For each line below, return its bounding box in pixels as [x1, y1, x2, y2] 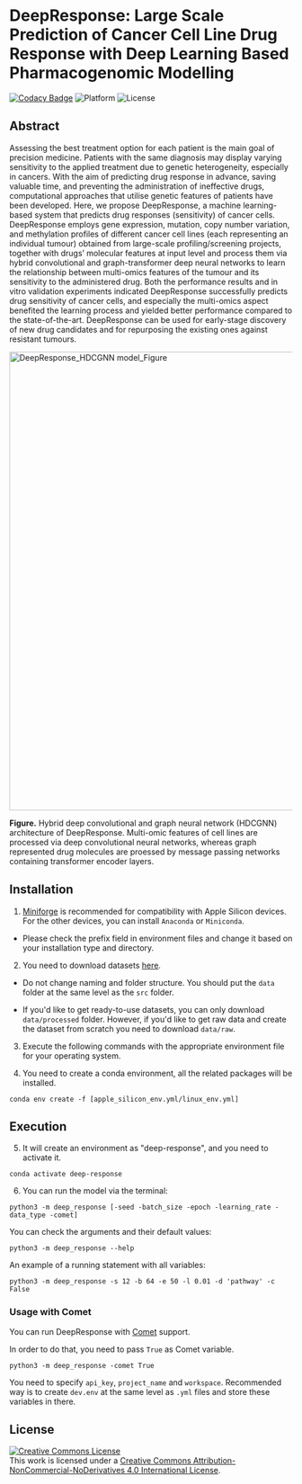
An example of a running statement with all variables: [9, 1260, 206, 1271]
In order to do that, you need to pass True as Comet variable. [9, 1344, 235, 1354]
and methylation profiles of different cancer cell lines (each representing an [9, 228, 289, 239]
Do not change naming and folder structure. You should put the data [22, 977, 276, 988]
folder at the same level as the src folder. [22, 987, 174, 997]
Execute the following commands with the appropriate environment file [22, 1041, 285, 1051]
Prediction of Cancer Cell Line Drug [9, 24, 278, 45]
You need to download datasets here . [22, 960, 162, 970]
